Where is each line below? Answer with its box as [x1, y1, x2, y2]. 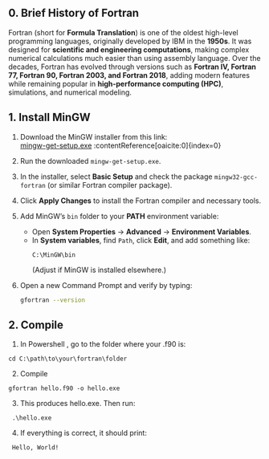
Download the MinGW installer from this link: [19, 132, 168, 141]
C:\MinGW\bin [31, 250, 76, 259]
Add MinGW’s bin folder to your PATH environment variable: [19, 211, 219, 221]
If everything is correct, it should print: [19, 429, 147, 438]
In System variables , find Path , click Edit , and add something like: [31, 235, 251, 245]
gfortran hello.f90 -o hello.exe [8, 384, 120, 392]
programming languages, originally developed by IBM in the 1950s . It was [8, 36, 252, 46]
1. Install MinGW [8, 111, 91, 124]
